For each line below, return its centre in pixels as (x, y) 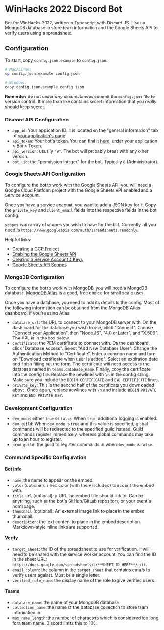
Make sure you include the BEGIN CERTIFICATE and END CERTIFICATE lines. (85, 380)
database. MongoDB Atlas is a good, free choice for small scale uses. (75, 293)
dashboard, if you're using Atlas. (38, 313)
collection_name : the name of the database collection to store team (80, 607)
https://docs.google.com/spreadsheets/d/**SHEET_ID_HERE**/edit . (80, 564)
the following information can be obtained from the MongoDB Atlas (73, 308)
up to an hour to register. (37, 439)
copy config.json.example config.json (45, 87)
